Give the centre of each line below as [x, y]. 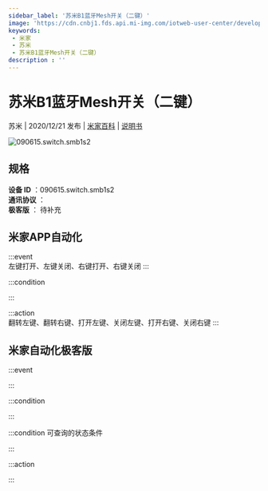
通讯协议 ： [27, 200]
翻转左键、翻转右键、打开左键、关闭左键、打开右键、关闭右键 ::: [114, 323]
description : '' [37, 61]
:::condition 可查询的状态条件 [56, 433]
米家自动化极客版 [50, 350]
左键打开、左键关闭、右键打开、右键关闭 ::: [79, 266]
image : [19, 23]
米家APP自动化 [45, 238]
